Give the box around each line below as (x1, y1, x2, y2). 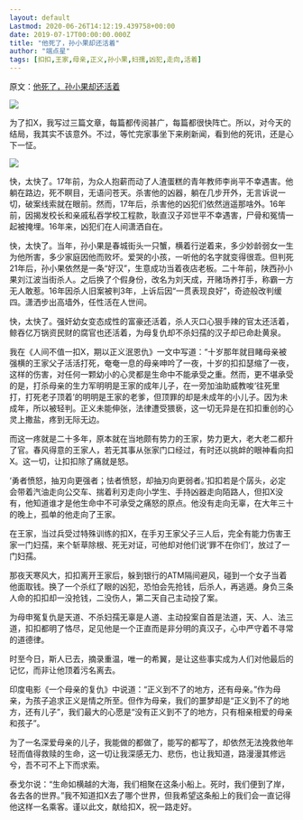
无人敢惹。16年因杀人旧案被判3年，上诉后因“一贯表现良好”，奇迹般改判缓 (9, 285, 282, 296)
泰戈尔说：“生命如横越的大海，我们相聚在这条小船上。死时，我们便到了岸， (9, 778, 290, 789)
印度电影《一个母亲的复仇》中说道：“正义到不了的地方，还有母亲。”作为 (9, 684, 273, 694)
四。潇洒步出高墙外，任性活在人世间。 (9, 297, 151, 307)
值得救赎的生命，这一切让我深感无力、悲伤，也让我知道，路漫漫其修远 (24, 749, 286, 759)
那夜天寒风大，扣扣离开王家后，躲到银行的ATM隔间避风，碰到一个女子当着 (9, 570, 288, 581)
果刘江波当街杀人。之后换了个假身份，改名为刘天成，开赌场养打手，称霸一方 (9, 275, 294, 284)
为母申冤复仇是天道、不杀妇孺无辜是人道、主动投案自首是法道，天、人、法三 (9, 611, 294, 622)
